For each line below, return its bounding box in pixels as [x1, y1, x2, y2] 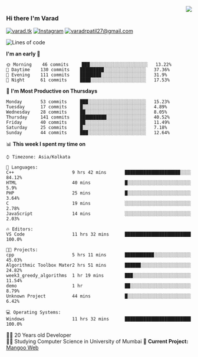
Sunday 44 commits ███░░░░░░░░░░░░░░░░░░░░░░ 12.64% [6, 130, 170, 136]
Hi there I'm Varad [6, 14, 59, 22]
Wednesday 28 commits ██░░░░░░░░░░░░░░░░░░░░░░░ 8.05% [6, 109, 167, 115]
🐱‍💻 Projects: [6, 247, 38, 253]
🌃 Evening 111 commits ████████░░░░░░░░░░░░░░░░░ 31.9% [6, 72, 167, 78]
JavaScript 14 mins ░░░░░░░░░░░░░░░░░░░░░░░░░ [6, 211, 192, 217]
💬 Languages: [6, 164, 38, 170]
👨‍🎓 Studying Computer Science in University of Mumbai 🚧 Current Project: [6, 338, 189, 345]
